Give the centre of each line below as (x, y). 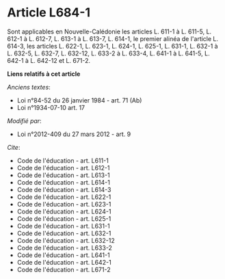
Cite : (14, 147)
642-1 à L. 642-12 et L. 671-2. (49, 60)
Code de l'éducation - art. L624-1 (64, 211)
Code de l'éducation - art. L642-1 (64, 262)
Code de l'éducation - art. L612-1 (63, 168)
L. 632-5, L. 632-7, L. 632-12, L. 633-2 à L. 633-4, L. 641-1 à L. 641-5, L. (108, 53)
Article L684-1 (49, 13)
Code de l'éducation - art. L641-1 (64, 255)
